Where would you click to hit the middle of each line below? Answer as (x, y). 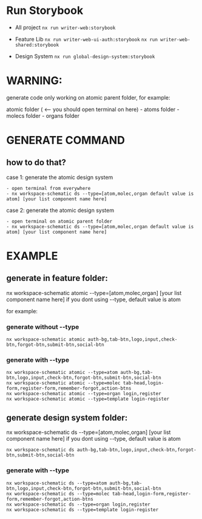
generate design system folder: (67, 417)
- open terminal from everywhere (49, 188)
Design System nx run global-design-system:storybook (85, 56)
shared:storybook (37, 45)
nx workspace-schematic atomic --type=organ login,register (84, 394)
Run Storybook (45, 11)
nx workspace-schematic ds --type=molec (58, 494)
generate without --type (43, 327)
